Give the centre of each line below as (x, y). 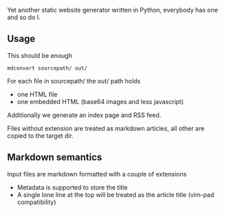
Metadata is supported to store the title (72, 187)
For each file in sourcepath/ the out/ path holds (74, 81)
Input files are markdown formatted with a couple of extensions (97, 174)
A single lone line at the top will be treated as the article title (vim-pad (116, 194)
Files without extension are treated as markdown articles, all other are (106, 128)
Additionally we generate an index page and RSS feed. (84, 115)
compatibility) (36, 202)
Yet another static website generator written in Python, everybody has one (112, 10)
